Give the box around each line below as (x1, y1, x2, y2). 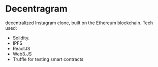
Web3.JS (12, 51, 32, 57)
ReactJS (12, 45, 30, 51)
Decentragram (5, 3, 68, 15)
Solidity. (12, 35, 30, 41)
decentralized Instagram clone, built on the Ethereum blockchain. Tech (5, 20, 153, 26)
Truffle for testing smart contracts (12, 56, 84, 62)
